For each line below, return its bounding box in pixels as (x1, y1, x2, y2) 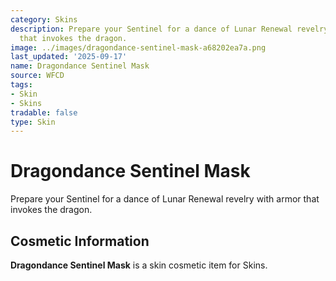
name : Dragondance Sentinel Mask (10, 61, 150, 71)
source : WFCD (10, 71, 65, 81)
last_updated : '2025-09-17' (10, 52, 128, 62)
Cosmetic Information (10, 232, 150, 250)
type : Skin (10, 117, 56, 127)
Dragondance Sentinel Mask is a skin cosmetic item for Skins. (10, 259, 268, 271)
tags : (10, 80, 33, 90)
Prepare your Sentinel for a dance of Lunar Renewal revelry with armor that (10, 193, 320, 205)
